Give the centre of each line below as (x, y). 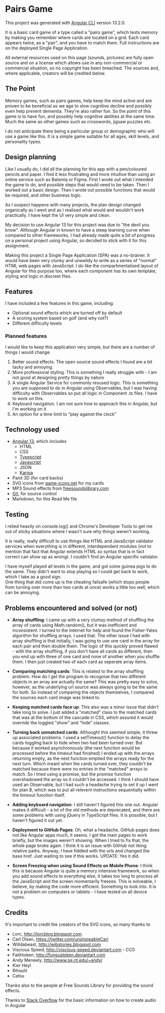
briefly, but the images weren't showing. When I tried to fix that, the (80, 841)
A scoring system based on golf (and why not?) (60, 318)
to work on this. (28, 398)
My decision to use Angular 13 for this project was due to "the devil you (77, 225)
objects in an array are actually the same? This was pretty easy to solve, (85, 682)
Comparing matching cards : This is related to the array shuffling (78, 672)
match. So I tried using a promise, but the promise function (72, 774)
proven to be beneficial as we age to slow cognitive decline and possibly (79, 106)
